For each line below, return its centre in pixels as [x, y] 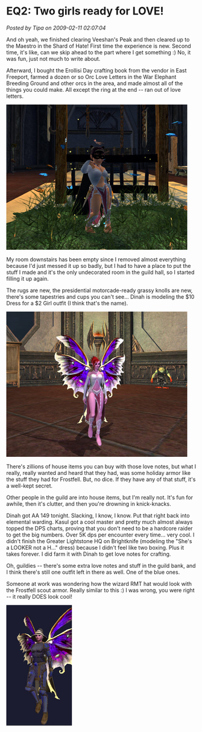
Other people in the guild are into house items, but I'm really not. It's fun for [100, 497]
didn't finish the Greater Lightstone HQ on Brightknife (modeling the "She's [99, 541]
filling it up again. [28, 278]
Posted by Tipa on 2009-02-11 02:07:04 [56, 28]
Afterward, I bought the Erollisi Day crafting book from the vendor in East [96, 70]
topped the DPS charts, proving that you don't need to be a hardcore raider [99, 528]
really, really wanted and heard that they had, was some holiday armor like [99, 473]
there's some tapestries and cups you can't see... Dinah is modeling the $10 [100, 296]
